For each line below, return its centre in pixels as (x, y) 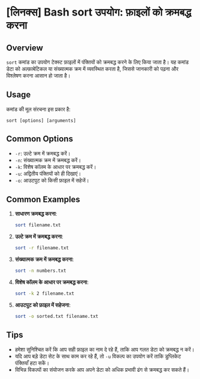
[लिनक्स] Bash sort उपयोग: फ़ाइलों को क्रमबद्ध (99, 12)
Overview (25, 48)
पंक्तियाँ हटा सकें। (32, 363)
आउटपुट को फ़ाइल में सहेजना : (43, 305)
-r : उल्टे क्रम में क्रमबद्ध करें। (43, 153)
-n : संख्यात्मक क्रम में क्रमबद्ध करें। (48, 160)
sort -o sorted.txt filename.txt (57, 316)
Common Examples (43, 200)
